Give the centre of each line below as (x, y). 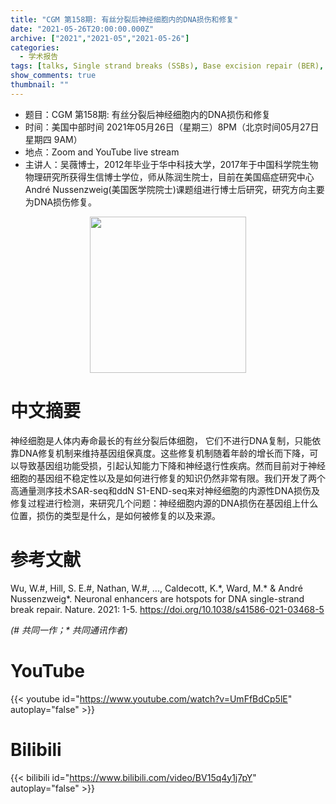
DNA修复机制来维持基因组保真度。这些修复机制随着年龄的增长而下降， (164, 453)
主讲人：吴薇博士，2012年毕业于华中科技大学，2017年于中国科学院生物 (171, 164)
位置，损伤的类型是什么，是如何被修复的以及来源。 (115, 515)
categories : (35, 47)
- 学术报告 (39, 57)
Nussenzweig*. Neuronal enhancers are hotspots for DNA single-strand (157, 598)
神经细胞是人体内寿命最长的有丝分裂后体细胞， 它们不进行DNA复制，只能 (161, 440)
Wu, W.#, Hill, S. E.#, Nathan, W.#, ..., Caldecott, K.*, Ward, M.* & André (156, 588)
